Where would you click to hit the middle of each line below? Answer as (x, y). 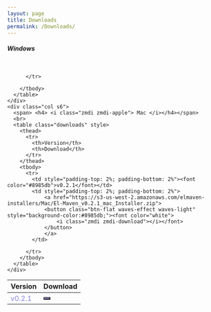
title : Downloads (32, 20)
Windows (21, 48)
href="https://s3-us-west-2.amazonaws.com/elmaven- (129, 197)
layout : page (26, 13)
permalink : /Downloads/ (41, 26)
